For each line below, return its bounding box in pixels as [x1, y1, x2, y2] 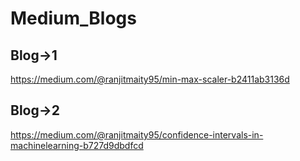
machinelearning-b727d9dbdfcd [10, 139, 144, 151]
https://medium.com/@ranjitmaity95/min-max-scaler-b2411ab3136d [10, 73, 290, 85]
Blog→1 [10, 47, 58, 64]
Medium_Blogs [10, 7, 137, 30]
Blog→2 [10, 102, 60, 119]
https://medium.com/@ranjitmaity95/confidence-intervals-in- [10, 128, 264, 141]
